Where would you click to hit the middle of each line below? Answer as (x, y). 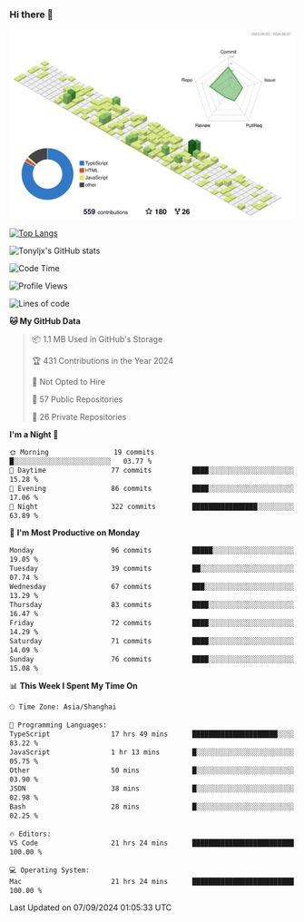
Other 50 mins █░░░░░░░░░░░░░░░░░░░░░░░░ (152, 770)
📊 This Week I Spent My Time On (74, 686)
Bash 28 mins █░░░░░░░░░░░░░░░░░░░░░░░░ (152, 807)
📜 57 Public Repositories (77, 399)
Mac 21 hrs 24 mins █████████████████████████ (152, 882)
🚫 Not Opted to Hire (69, 382)
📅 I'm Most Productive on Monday (75, 533)
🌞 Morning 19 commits (82, 453)
